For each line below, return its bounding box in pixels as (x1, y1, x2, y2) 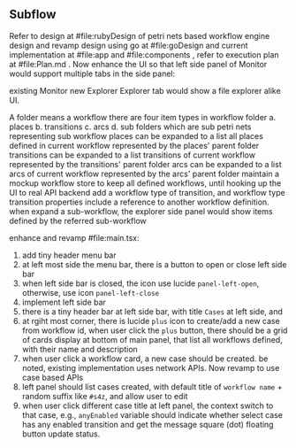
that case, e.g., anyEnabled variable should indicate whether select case (21, 409, 283, 420)
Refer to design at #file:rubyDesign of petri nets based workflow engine (9, 30, 270, 41)
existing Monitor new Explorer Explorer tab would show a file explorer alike (9, 85, 281, 96)
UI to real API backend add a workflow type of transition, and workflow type (9, 187, 285, 197)
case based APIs (21, 372, 84, 382)
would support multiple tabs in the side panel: (9, 68, 176, 79)
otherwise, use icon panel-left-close (21, 287, 160, 297)
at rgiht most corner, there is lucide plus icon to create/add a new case (21, 315, 280, 326)
